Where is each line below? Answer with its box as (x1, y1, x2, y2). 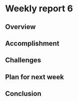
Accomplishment (5, 39, 60, 47)
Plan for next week (5, 72, 64, 81)
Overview (5, 23, 36, 31)
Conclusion (5, 90, 42, 98)
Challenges (5, 56, 41, 65)
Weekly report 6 (5, 3, 73, 14)
